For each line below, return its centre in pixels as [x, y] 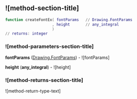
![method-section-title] [42, 8]
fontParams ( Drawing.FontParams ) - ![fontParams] [57, 57]
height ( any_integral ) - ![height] [38, 67]
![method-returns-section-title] [44, 80]
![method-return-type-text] [33, 91]
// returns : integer [27, 34]
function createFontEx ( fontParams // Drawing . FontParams [69, 19]
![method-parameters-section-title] [49, 46]
